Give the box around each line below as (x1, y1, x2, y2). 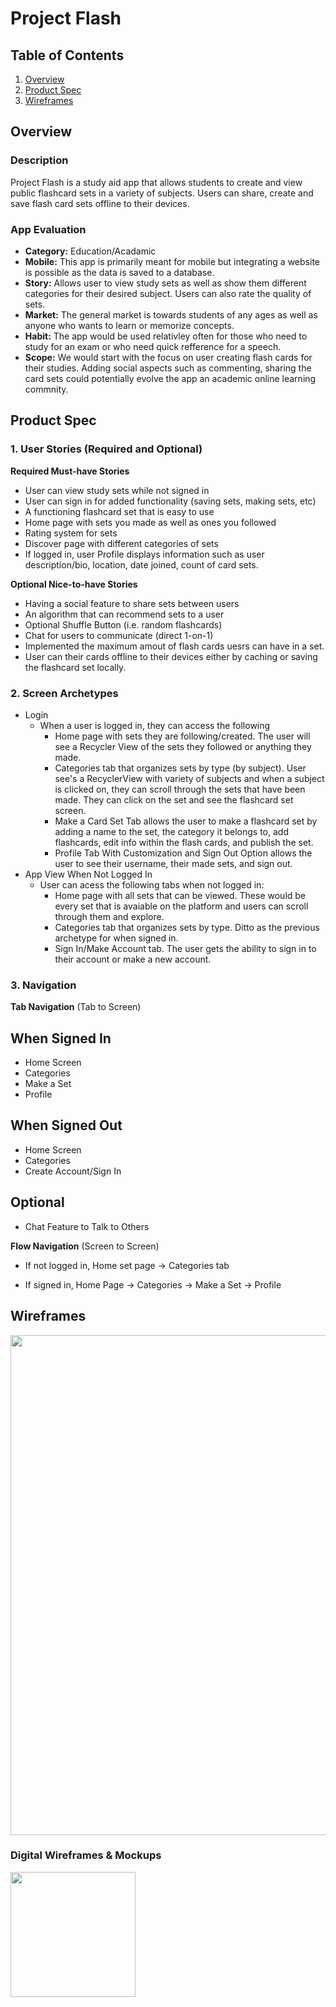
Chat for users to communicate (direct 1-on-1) (24, 629, 214, 641)
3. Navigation (10, 978, 77, 992)
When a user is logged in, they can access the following (39, 719, 271, 731)
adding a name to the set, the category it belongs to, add (54, 825, 289, 837)
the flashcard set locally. (24, 661, 127, 673)
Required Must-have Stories (10, 465, 130, 477)
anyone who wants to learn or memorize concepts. (24, 319, 235, 331)
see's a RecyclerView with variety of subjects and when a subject (54, 772, 325, 784)
